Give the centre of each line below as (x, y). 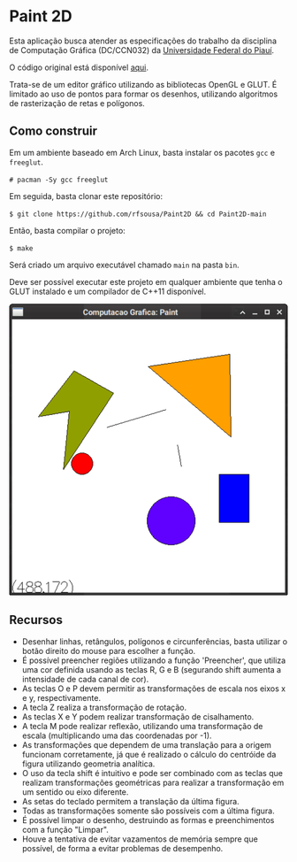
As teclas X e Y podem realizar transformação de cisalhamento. (138, 716)
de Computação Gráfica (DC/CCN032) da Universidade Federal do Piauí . (142, 50)
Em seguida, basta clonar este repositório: (86, 196)
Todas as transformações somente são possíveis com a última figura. (148, 811)
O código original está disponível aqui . (79, 67)
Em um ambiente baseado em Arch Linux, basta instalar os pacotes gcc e (142, 152)
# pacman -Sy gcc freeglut (59, 180)
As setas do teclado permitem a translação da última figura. (131, 801)
